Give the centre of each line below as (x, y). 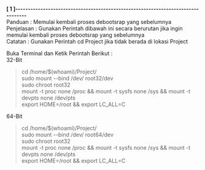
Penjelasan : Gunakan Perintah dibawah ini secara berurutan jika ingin (95, 28)
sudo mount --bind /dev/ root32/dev (67, 78)
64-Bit (14, 116)
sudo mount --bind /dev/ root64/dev (67, 135)
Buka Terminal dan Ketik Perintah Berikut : (60, 53)
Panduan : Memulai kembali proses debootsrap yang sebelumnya (89, 22)
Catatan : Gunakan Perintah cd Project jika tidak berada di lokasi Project (97, 41)
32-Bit (14, 60)
